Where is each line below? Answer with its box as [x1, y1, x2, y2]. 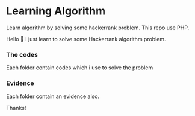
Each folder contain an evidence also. [6, 93, 100, 100]
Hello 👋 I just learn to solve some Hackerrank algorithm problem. [6, 35, 167, 42]
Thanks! [6, 104, 26, 111]
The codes [6, 50, 38, 59]
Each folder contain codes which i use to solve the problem [6, 64, 153, 71]
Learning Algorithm [6, 4, 106, 18]
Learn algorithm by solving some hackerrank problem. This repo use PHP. [6, 24, 190, 31]
